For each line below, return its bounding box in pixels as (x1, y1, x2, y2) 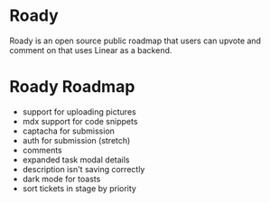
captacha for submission (22, 125, 116, 136)
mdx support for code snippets (22, 115, 138, 126)
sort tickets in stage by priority (22, 182, 137, 194)
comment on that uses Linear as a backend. (9, 44, 172, 55)
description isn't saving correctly (22, 163, 145, 174)
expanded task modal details (22, 154, 130, 165)
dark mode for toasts (22, 173, 101, 184)
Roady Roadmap (9, 77, 135, 97)
